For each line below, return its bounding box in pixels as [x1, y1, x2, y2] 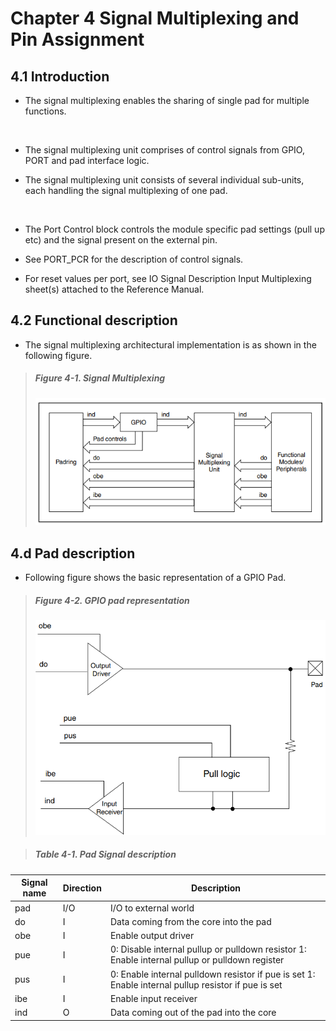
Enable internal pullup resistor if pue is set [109, 978, 283, 991]
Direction [62, 882, 102, 894]
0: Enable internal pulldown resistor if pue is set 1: [109, 968, 316, 980]
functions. [24, 105, 67, 117]
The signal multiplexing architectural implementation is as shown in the [24, 338, 317, 351]
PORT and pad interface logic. [24, 155, 150, 166]
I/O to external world [109, 902, 195, 914]
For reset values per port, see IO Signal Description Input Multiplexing [24, 273, 312, 284]
